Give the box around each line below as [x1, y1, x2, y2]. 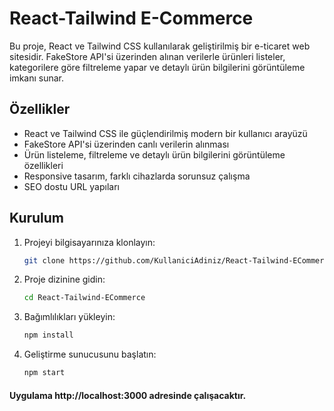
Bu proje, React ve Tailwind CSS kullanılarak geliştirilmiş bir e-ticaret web [9, 40, 311, 52]
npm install [23, 330, 74, 341]
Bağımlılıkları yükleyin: [23, 311, 116, 323]
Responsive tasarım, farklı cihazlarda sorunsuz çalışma [23, 170, 251, 182]
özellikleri [23, 159, 64, 171]
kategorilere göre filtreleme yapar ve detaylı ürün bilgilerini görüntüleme [9, 61, 306, 73]
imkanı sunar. [9, 72, 65, 84]
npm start [23, 368, 66, 378]
